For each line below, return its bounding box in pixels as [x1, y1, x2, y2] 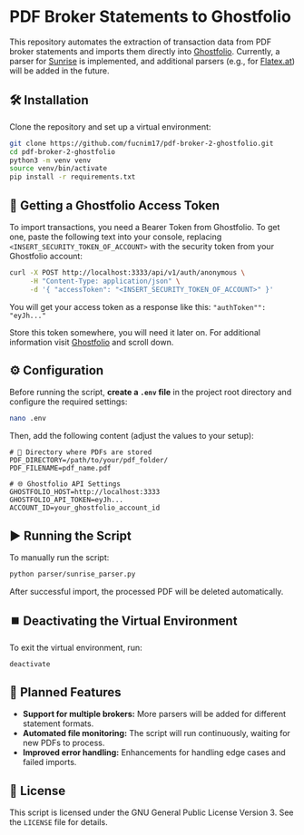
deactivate [9, 659, 51, 668]
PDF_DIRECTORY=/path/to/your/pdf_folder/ [9, 456, 169, 465]
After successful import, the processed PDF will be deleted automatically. [9, 586, 284, 597]
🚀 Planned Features [9, 685, 122, 700]
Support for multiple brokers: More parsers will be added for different [22, 709, 287, 720]
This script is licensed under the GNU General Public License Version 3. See [9, 807, 294, 818]
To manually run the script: [9, 552, 110, 563]
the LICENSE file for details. [9, 817, 108, 828]
